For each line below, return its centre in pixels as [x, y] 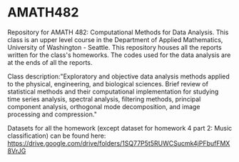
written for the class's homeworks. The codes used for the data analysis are [119, 55]
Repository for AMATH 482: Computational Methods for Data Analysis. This [118, 32]
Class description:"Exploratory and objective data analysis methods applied [118, 76]
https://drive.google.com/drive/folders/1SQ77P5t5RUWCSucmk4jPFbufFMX [119, 143]
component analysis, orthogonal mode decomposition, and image [104, 106]
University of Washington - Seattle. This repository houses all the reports [115, 47]
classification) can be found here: [57, 136]
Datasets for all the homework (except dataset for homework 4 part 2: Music [120, 128]
